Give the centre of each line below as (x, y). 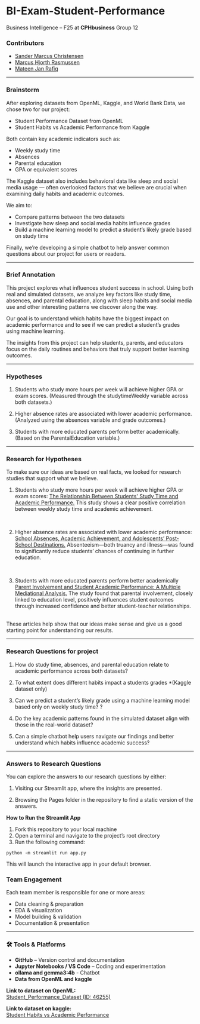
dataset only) (31, 689)
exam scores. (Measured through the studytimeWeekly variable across (101, 396)
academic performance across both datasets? (71, 671)
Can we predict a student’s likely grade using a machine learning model (102, 700)
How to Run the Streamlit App (43, 818)
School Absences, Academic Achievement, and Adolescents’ (90, 538)
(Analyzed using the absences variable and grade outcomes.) (90, 420)
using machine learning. (36, 331)
